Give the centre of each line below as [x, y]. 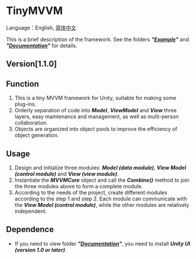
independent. [30, 211]
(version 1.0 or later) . [40, 250]
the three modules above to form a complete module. [79, 186]
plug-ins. [25, 104]
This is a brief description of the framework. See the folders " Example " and [97, 39]
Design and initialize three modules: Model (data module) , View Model [100, 167]
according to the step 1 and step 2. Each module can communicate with [101, 198]
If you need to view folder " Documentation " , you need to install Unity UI [102, 243]
